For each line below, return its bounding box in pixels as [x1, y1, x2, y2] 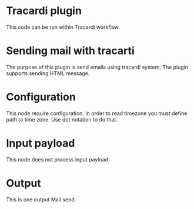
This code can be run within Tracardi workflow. [6, 23, 121, 31]
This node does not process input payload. [6, 156, 110, 163]
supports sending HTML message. [6, 69, 90, 77]
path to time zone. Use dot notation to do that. [6, 116, 118, 123]
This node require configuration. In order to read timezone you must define [6, 110, 188, 117]
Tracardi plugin [6, 4, 82, 18]
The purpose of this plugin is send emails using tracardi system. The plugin [6, 63, 189, 70]
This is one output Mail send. [6, 195, 76, 203]
